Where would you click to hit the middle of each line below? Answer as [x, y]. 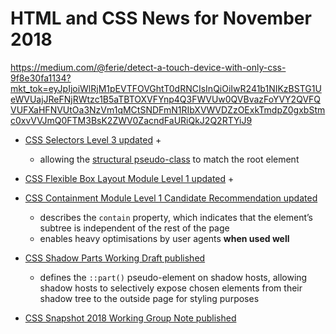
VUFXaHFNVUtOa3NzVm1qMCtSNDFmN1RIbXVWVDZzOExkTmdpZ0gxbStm [168, 109]
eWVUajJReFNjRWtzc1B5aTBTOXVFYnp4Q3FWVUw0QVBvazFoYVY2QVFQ [166, 99]
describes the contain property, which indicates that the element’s [176, 217]
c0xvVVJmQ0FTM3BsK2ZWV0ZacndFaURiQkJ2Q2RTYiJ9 [131, 120]
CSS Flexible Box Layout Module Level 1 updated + [129, 178]
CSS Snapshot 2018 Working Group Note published [130, 318]
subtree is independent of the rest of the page [134, 228]
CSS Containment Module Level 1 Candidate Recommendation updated [171, 198]
